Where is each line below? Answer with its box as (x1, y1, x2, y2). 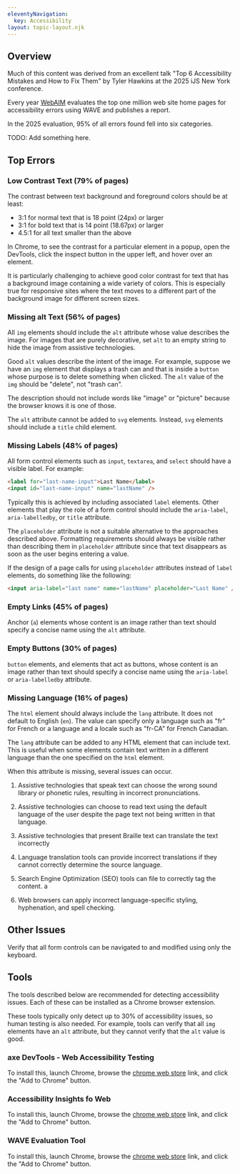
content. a (17, 882, 48, 890)
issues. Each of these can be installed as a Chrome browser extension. (7, 998, 216, 1006)
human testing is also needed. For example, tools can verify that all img (7, 1019, 216, 1028)
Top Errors (7, 154, 56, 166)
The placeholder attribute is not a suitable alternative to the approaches (7, 527, 219, 536)
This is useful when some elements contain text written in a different (7, 745, 209, 754)
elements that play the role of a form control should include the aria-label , (7, 505, 229, 514)
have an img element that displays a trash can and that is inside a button (7, 365, 219, 374)
